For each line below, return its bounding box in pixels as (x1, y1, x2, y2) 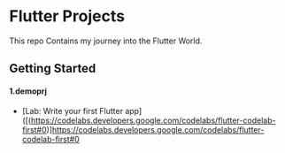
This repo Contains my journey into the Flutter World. (9, 35, 203, 46)
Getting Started (9, 61, 96, 76)
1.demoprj (9, 86, 47, 96)
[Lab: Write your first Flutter (21, 105, 124, 116)
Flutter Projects (9, 6, 126, 27)
